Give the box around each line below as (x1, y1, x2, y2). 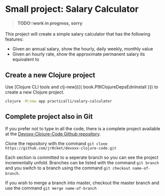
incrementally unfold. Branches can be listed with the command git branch (5, 159, 159, 165)
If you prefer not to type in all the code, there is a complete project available (5, 125, 161, 132)
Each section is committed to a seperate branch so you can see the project (5, 154, 159, 160)
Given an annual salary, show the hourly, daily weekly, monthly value (12, 46, 153, 52)
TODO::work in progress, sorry (17, 20, 83, 26)
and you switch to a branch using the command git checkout (5, 165, 131, 171)
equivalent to (12, 56, 40, 62)
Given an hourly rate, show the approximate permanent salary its (12, 51, 145, 57)
